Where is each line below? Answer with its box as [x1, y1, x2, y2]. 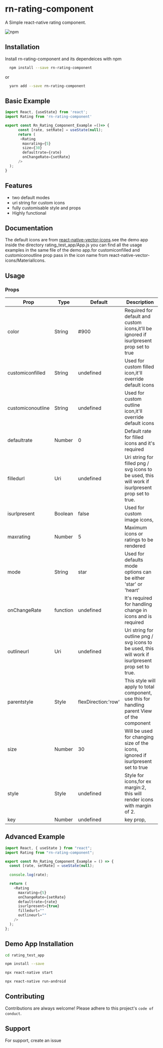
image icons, [124, 516, 154, 523]
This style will [124, 677, 156, 684]
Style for [124, 772, 144, 778]
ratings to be [124, 537, 154, 543]
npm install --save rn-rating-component [9, 65, 92, 70]
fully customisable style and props [12, 205, 81, 211]
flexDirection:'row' [78, 698, 120, 705]
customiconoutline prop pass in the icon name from [5, 253, 108, 258]
